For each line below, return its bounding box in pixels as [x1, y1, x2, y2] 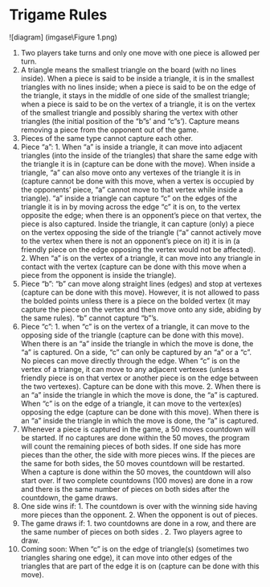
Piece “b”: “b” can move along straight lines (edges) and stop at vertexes [20, 279, 262, 288]
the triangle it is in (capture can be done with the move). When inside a [20, 159, 256, 168]
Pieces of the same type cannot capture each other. [20, 133, 194, 143]
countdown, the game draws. [20, 493, 118, 502]
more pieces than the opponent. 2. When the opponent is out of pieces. [20, 510, 258, 519]
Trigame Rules [9, 6, 108, 24]
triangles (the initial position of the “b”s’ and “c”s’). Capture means [20, 116, 240, 126]
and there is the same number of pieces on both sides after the [20, 484, 230, 494]
